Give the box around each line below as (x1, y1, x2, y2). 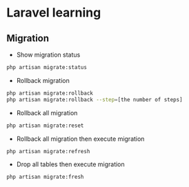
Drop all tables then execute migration (16, 160, 125, 168)
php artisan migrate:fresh (6, 174, 84, 181)
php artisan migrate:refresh (6, 148, 90, 155)
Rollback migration (16, 76, 70, 84)
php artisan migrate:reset (6, 122, 84, 129)
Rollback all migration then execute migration (16, 135, 145, 143)
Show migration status (16, 50, 81, 59)
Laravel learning (6, 5, 101, 21)
